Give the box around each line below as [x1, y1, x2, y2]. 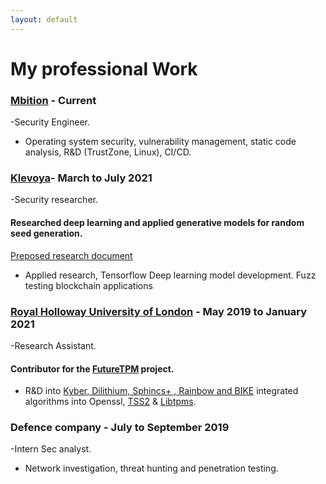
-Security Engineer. [10, 116, 91, 128]
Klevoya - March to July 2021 [10, 171, 153, 185]
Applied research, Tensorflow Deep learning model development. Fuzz [24, 269, 317, 281]
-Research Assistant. [10, 339, 97, 351]
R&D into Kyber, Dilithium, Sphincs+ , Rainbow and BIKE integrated [24, 385, 299, 397]
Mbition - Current [10, 93, 97, 107]
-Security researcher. [10, 194, 98, 206]
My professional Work [10, 57, 198, 80]
